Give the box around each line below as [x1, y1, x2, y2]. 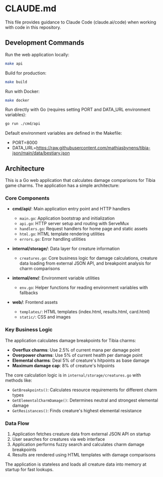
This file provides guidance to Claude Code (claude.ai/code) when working [5, 19, 157, 25]
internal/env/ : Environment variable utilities [12, 275, 100, 281]
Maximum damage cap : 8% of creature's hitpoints [12, 362, 115, 368]
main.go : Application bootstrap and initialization [19, 215, 115, 221]
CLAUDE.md [5, 3, 57, 14]
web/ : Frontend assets [12, 300, 58, 305]
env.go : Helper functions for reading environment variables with [19, 285, 148, 291]
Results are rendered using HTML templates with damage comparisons [12, 452, 156, 457]
